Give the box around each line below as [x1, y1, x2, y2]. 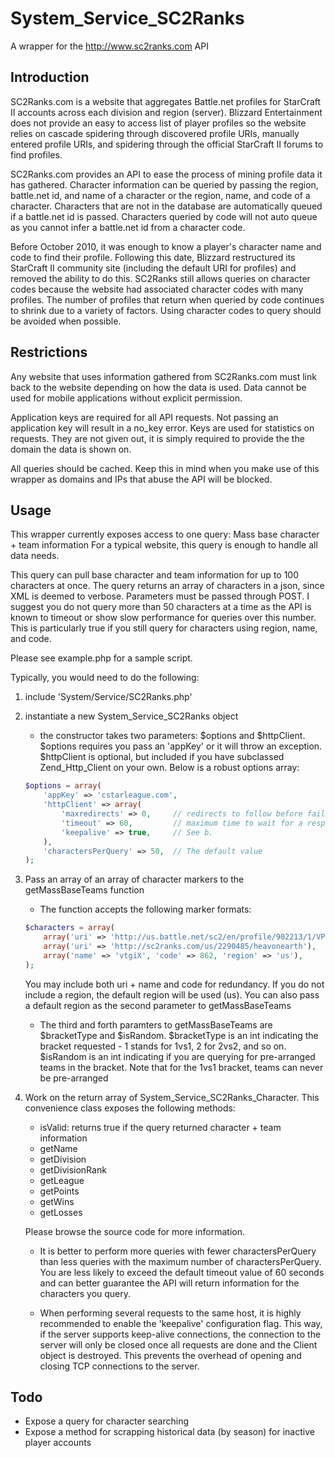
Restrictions [10, 344, 88, 361]
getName [39, 1142, 78, 1154]
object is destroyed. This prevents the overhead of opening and [39, 1349, 302, 1361]
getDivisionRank [39, 1163, 107, 1176]
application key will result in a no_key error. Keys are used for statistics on [10, 422, 315, 434]
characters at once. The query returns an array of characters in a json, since [10, 580, 325, 592]
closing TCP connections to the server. [39, 1360, 200, 1372]
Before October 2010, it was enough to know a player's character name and [10, 240, 322, 252]
